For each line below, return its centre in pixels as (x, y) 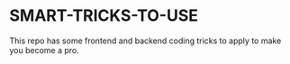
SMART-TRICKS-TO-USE (104, 16)
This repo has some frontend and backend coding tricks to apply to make (145, 41)
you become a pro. (44, 50)
